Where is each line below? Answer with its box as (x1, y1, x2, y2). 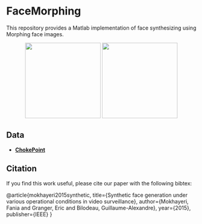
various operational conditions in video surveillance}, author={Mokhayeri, (6, 197, 189, 205)
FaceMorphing (6, 4, 81, 18)
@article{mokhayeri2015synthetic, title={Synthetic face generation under (6, 191, 188, 199)
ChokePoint (14, 146, 45, 153)
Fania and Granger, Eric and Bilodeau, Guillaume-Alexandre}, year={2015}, (6, 204, 191, 211)
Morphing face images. (6, 30, 65, 37)
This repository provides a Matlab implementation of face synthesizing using (6, 24, 197, 31)
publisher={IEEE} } (6, 210, 52, 218)
